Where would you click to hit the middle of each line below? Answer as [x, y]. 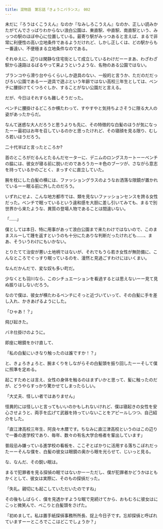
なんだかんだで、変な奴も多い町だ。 [41, 268]
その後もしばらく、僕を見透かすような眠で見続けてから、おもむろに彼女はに [81, 499]
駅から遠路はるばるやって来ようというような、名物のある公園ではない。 [77, 65]
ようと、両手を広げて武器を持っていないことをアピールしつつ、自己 [85, 413]
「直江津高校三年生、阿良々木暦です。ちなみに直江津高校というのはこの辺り [81, 429]
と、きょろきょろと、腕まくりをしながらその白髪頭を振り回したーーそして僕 [81, 363]
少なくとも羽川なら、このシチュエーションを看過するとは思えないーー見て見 [81, 279]
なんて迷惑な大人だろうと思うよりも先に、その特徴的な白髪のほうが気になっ [81, 124]
